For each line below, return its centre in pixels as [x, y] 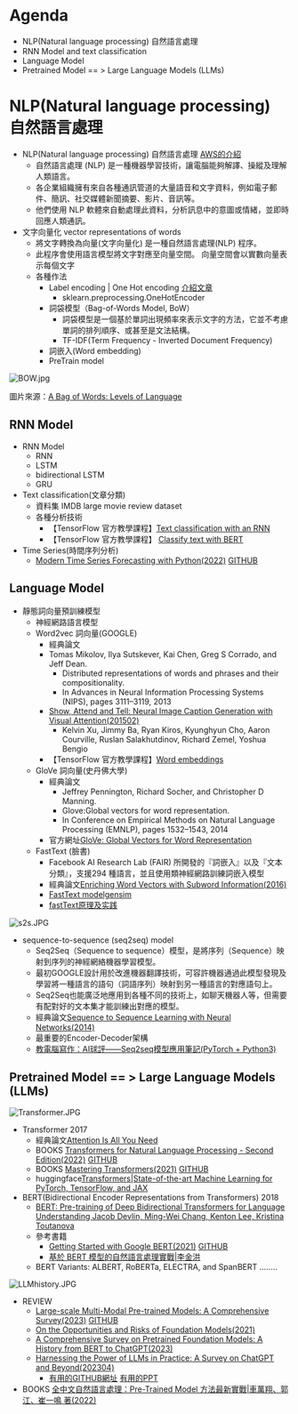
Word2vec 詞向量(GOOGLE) [86, 633]
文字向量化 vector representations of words [101, 231]
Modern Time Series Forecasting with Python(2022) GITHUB [146, 560]
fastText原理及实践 [83, 904]
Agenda [39, 16]
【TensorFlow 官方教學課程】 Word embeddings [136, 759]
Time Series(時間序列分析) [70, 550]
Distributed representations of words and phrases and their [170, 673]
